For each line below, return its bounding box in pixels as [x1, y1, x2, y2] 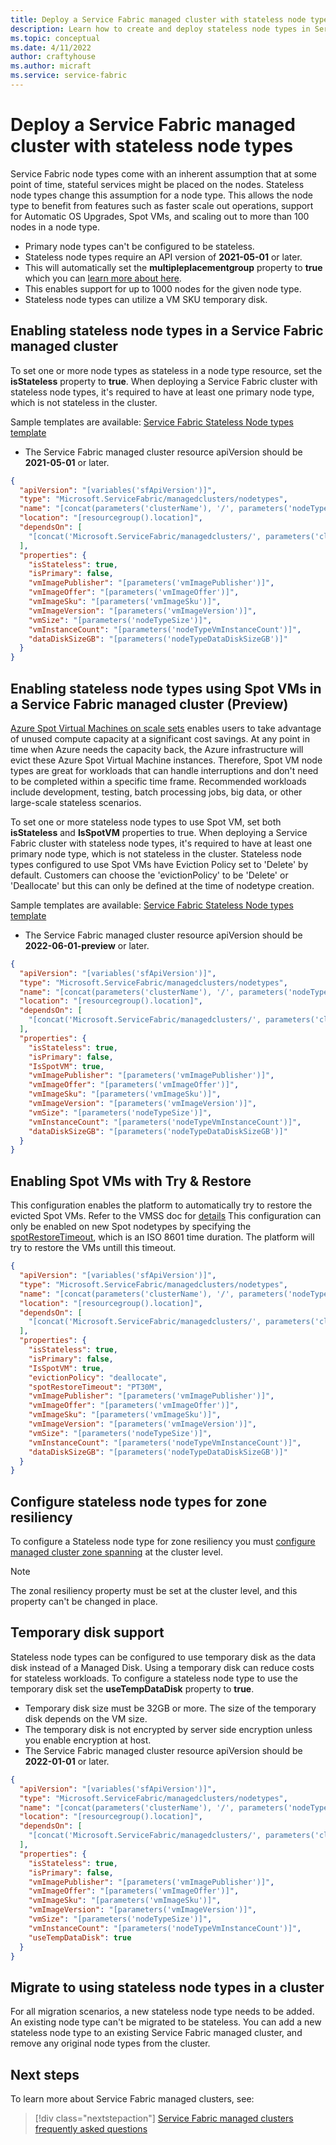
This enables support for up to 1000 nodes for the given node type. [24, 282, 302, 295]
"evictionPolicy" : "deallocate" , [28, 1372, 168, 1383]
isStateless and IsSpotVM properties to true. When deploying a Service [10, 826, 308, 838]
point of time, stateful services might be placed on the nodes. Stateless [10, 178, 305, 190]
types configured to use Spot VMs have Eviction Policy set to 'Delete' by [10, 858, 309, 870]
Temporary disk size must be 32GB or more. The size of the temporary [24, 1702, 317, 1714]
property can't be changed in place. [10, 1596, 158, 1608]
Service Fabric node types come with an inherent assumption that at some [10, 167, 317, 180]
